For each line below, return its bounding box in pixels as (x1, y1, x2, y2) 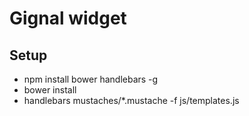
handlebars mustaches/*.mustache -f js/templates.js (23, 95, 240, 106)
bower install (23, 84, 77, 96)
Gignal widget (9, 7, 127, 30)
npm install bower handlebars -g (23, 73, 159, 85)
